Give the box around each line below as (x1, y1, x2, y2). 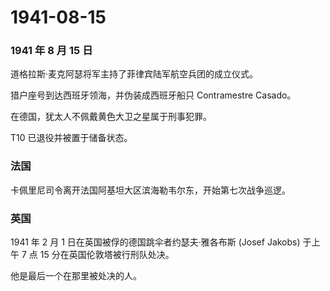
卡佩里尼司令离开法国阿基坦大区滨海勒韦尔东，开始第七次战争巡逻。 (10, 184, 291, 196)
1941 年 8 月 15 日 (10, 44, 93, 58)
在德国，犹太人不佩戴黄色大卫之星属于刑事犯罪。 (10, 111, 212, 123)
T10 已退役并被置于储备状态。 (10, 132, 133, 144)
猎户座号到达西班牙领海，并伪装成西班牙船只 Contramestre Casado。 (10, 89, 297, 101)
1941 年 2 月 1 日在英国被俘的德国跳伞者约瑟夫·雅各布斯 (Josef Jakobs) (10, 236, 301, 248)
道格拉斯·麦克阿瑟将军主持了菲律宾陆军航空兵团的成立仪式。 (10, 68, 259, 80)
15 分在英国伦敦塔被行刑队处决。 (39, 249, 175, 261)
